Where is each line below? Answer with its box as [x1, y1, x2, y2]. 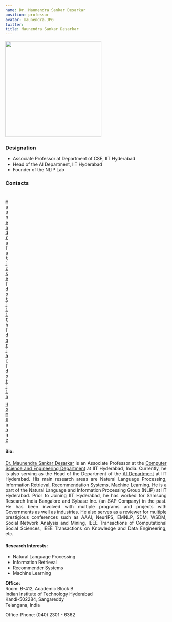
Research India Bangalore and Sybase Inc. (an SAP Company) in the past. [5, 498, 167, 504]
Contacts [5, 179, 29, 187]
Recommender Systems [12, 565, 63, 571]
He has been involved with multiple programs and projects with [5, 503, 167, 509]
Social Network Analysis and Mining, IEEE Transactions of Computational [5, 519, 167, 526]
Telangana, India [5, 602, 40, 608]
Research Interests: [5, 542, 48, 549]
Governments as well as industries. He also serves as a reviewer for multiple [5, 509, 167, 515]
